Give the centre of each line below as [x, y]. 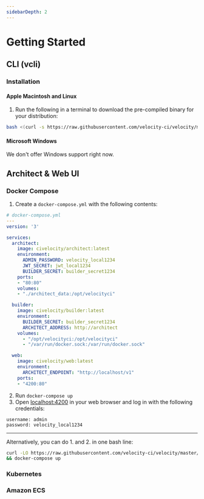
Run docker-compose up [44, 395]
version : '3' [23, 226]
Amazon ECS [26, 490]
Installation [23, 81]
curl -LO [17, 453]
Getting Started [46, 42]
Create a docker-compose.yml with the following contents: [86, 204]
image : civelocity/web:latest [56, 361]
